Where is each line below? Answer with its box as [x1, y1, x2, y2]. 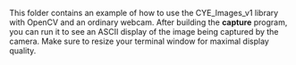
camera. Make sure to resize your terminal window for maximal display [9, 36, 270, 46]
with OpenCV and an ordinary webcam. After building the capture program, [9, 17, 288, 28]
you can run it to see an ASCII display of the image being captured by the [9, 27, 279, 37]
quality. [9, 45, 37, 56]
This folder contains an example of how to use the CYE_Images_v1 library [9, 8, 279, 18]
